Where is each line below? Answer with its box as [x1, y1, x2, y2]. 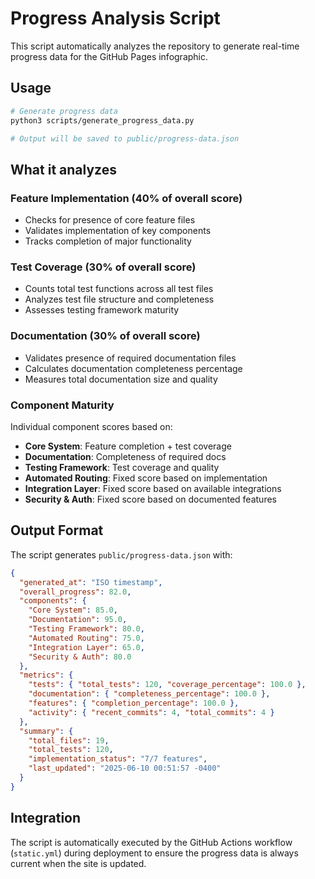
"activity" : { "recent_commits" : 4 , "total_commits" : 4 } [28, 707, 275, 717]
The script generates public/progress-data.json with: [10, 548, 233, 561]
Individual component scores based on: [10, 420, 173, 432]
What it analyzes [10, 161, 117, 178]
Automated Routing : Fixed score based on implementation [24, 472, 268, 484]
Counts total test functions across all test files [24, 283, 214, 295]
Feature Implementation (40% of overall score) [10, 191, 243, 205]
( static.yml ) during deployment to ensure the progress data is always [10, 847, 299, 859]
